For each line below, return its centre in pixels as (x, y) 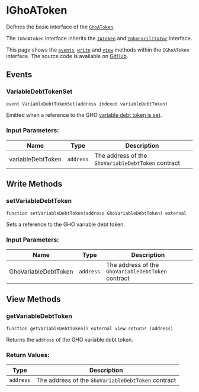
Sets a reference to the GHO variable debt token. (66, 224)
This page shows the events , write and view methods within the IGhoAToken (98, 50)
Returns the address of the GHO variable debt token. (70, 339)
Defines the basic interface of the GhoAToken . (60, 27)
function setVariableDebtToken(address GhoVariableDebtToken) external (96, 213)
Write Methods (34, 184)
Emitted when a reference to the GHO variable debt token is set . (84, 115)
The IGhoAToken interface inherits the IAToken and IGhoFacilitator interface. (99, 38)
